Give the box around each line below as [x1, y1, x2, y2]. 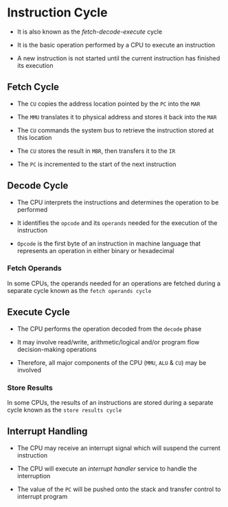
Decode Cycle [7, 180, 69, 191]
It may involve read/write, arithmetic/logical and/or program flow [16, 338, 200, 346]
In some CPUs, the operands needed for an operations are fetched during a [7, 279, 221, 287]
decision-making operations [16, 345, 98, 353]
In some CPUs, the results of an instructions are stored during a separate [7, 398, 214, 406]
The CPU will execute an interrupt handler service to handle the [16, 464, 197, 473]
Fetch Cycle [7, 81, 60, 93]
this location [16, 133, 52, 141]
